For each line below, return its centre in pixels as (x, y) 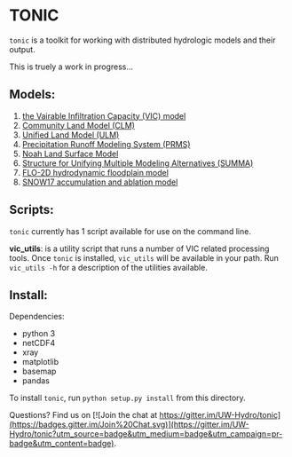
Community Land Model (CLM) (79, 125)
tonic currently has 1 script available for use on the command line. (130, 231)
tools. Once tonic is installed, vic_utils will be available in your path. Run (144, 257)
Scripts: (32, 210)
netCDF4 (39, 343)
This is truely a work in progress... (71, 67)
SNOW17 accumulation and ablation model (100, 182)
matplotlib (40, 362)
